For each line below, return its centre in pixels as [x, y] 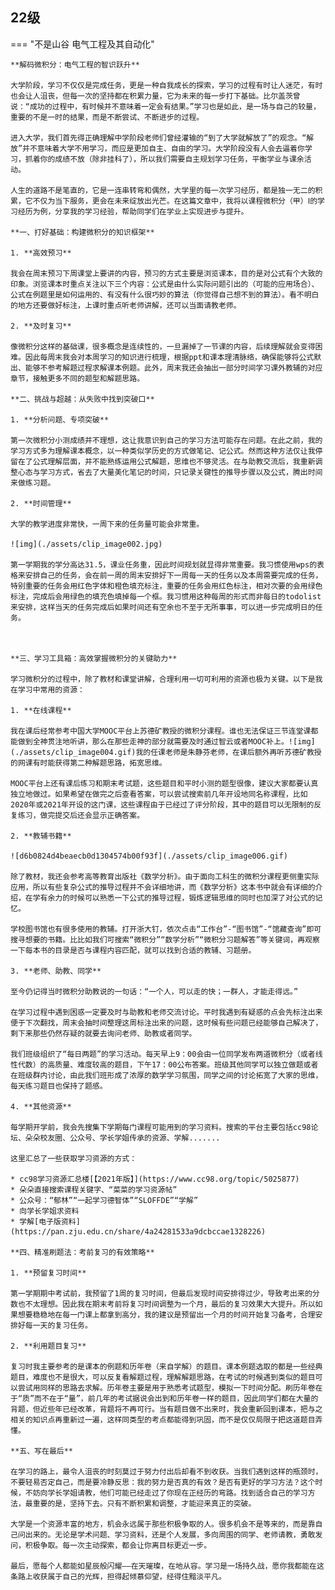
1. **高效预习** [41, 253]
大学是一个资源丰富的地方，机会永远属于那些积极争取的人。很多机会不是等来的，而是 [159, 1524]
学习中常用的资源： [51, 689]
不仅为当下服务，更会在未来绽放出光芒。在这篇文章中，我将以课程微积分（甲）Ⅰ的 [175, 201]
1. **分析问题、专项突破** [60, 419]
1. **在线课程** [41, 710]
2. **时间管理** [41, 503]
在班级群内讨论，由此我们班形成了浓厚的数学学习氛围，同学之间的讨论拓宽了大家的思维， [166, 1075]
